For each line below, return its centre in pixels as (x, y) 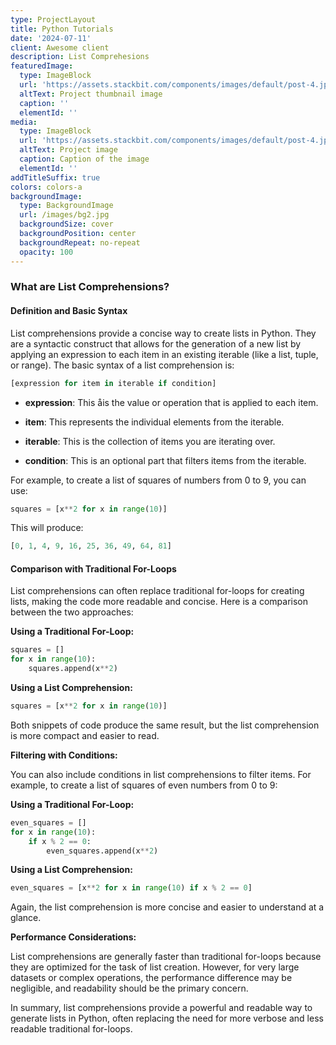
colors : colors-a (46, 187)
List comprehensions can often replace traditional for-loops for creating (157, 591)
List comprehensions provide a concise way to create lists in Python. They (163, 333)
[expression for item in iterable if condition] (113, 383)
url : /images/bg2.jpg (64, 215)
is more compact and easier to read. (85, 735)
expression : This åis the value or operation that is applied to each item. (171, 402)
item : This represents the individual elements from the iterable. (154, 422)
